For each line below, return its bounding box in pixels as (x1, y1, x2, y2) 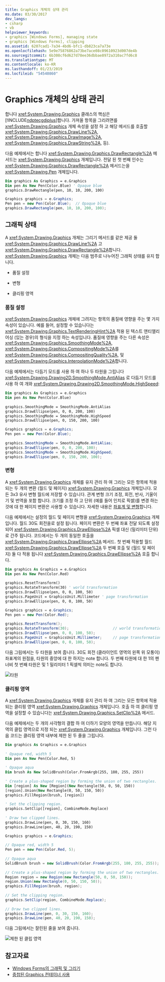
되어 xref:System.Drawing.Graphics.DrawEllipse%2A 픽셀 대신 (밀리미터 (5, 526, 148, 532)
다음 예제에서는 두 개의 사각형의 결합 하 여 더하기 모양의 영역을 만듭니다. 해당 (5, 721, 152, 726)
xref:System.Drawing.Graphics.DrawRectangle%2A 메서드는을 (5, 163, 130, 169)
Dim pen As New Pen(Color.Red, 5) (5, 756, 76, 761)
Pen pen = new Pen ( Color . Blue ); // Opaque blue (5, 201, 107, 206)
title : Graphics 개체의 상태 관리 (5, 7, 69, 12)
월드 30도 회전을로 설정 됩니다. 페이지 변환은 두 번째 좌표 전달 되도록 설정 (19, 520, 160, 526)
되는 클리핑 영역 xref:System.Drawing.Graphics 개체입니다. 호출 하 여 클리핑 (5, 704, 153, 710)
